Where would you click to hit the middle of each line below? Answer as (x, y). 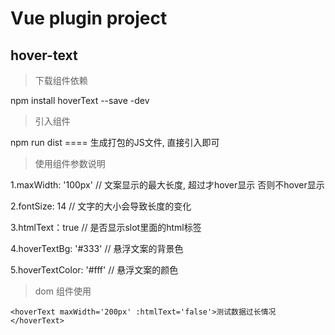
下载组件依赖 (61, 80)
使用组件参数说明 (70, 163)
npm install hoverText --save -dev (80, 100)
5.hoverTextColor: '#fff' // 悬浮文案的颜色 (94, 270)
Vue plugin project (89, 18)
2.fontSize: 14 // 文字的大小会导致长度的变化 (101, 206)
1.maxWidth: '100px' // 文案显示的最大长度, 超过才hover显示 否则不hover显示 (167, 185)
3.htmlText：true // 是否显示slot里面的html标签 (106, 227)
